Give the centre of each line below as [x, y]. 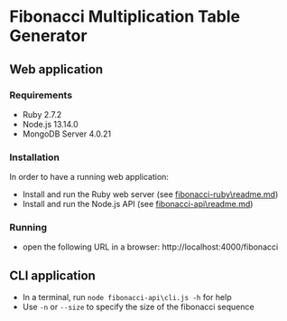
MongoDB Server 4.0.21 [66, 134]
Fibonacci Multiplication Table [125, 17]
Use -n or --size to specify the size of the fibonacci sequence [138, 307]
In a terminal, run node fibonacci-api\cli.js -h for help [127, 297]
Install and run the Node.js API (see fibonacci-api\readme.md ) [138, 204]
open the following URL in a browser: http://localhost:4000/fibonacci [150, 247]
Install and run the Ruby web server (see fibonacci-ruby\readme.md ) [150, 194]
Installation [35, 157]
